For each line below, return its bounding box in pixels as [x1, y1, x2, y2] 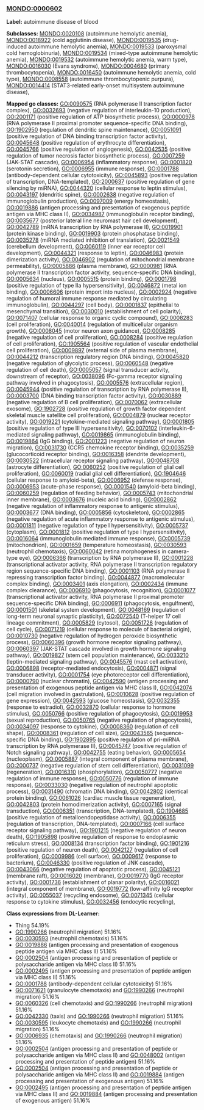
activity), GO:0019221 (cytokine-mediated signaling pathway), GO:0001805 [6, 418, 195, 426]
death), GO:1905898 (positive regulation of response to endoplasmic [6, 833, 178, 841]
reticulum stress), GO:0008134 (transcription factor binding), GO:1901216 [6, 840, 190, 847]
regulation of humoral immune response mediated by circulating [6, 295, 167, 302]
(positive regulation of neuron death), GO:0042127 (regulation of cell [6, 846, 178, 854]
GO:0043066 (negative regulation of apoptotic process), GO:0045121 [6, 866, 181, 873]
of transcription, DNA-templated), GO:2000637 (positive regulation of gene [6, 178, 195, 186]
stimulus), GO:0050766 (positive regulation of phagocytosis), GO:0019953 [6, 710, 193, 717]
